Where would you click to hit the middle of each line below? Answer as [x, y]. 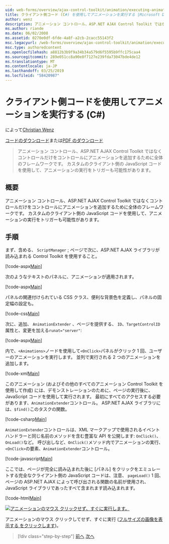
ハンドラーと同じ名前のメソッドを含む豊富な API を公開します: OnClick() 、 [83, 436]
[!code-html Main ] [23, 498]
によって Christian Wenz [30, 130]
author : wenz [19, 19]
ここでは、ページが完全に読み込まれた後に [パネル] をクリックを [72, 469]
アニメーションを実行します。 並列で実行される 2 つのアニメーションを [87, 357]
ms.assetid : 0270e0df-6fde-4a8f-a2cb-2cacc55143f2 [59, 38]
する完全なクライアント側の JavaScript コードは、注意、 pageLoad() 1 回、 [86, 475]
